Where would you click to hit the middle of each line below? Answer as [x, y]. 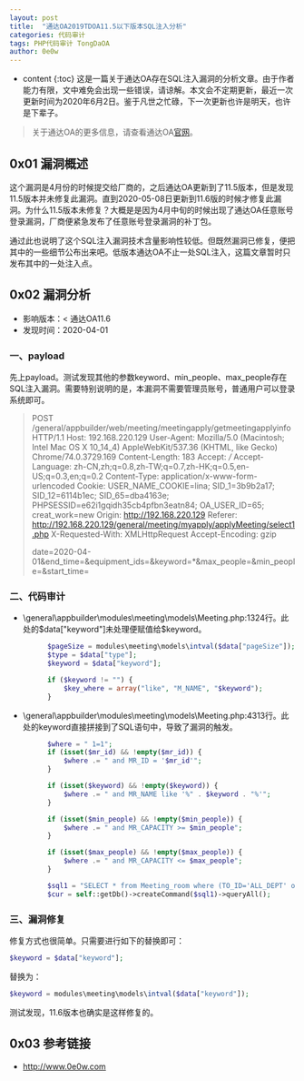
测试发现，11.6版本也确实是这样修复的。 [84, 1012]
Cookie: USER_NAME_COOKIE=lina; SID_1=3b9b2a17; [176, 486]
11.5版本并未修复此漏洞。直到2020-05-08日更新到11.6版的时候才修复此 [142, 198]
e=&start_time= [60, 571]
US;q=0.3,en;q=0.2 [68, 476]
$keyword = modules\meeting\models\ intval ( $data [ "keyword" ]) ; [129, 994]
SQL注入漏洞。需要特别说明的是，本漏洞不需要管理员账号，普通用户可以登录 [152, 389]
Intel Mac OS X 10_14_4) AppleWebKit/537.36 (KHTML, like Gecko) [155, 448]
